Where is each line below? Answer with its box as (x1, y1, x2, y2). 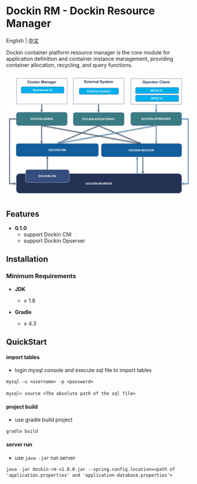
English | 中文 (6, 37, 40, 44)
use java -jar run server (14, 454, 75, 461)
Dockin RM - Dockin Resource (6, 4, 155, 18)
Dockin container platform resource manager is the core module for (6, 49, 170, 56)
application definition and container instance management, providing (6, 55, 173, 62)
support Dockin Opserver (23, 237, 86, 244)
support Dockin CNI (23, 231, 72, 238)
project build (6, 403, 38, 410)
